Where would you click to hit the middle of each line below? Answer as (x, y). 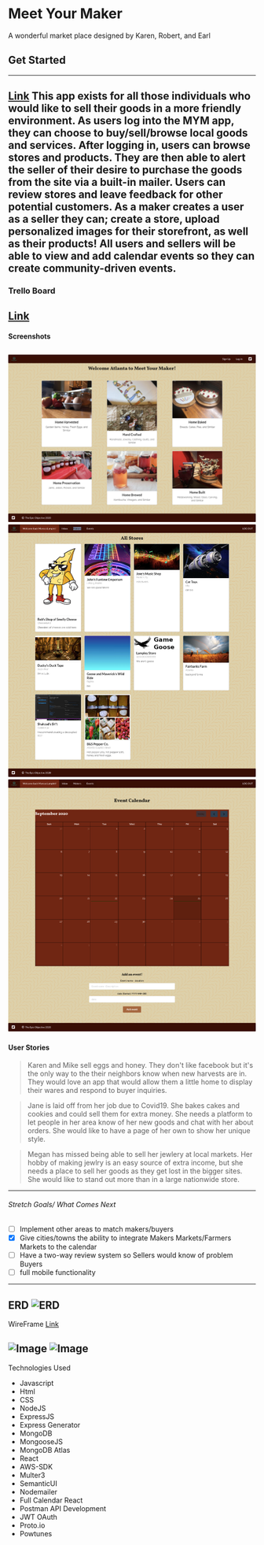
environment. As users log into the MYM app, (121, 121)
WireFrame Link (34, 1325)
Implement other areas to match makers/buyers (97, 1228)
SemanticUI (38, 1483)
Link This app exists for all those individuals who (130, 96)
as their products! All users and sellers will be (122, 244)
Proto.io (32, 1525)
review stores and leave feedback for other (115, 195)
